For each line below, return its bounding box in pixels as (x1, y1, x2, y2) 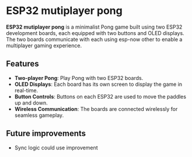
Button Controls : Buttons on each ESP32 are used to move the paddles (14, 93, 187, 100)
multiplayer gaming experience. (6, 42, 82, 49)
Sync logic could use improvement (14, 144, 98, 151)
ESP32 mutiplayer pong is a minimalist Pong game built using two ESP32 (6, 23, 183, 30)
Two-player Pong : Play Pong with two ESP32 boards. (14, 74, 144, 81)
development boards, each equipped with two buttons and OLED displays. (6, 29, 185, 36)
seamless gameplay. (14, 111, 64, 118)
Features (6, 59, 39, 69)
